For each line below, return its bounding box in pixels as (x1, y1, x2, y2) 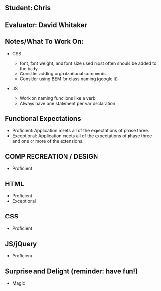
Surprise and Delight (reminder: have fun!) (5, 267, 138, 276)
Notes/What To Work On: (5, 37, 84, 46)
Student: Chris (5, 4, 51, 12)
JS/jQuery (5, 240, 37, 248)
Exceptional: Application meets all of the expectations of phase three (12, 133, 152, 139)
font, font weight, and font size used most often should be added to (19, 60, 157, 66)
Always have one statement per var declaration (19, 100, 116, 106)
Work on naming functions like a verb (19, 95, 96, 101)
